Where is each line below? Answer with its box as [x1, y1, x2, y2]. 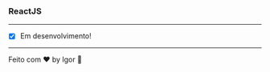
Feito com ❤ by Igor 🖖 [8, 54, 83, 65]
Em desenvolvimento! [19, 31, 92, 41]
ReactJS [8, 6, 42, 17]
